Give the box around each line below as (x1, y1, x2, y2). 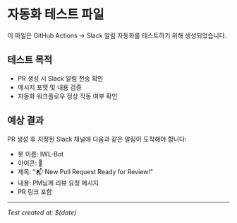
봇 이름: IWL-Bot (17, 149, 64, 158)
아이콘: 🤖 (17, 159, 43, 167)
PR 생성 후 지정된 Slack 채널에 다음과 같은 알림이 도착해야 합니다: (7, 135, 187, 143)
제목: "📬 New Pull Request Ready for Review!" (17, 167, 154, 176)
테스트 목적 (7, 54, 53, 66)
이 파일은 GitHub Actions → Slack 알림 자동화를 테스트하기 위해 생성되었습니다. (7, 31, 227, 40)
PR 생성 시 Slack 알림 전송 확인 (17, 74, 104, 82)
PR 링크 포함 (17, 187, 53, 195)
